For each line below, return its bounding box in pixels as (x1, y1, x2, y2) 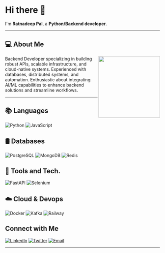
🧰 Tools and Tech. (5, 167, 61, 175)
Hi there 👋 (5, 4, 46, 16)
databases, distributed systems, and (5, 71, 79, 77)
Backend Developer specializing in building (5, 56, 92, 62)
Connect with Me (5, 224, 59, 233)
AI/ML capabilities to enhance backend (5, 82, 84, 88)
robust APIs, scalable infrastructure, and (5, 61, 87, 67)
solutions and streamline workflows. (5, 87, 79, 93)
